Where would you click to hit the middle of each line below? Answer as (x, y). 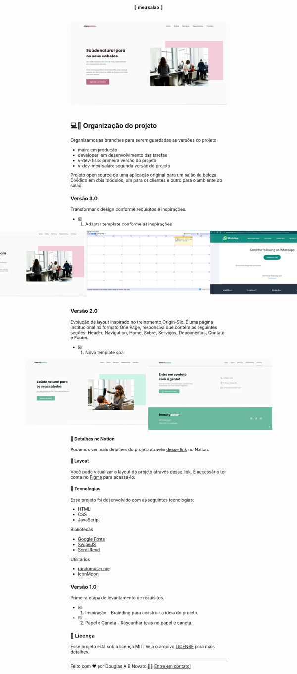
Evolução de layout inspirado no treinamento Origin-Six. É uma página (142, 322)
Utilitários (80, 559)
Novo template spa (104, 352)
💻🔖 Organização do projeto (114, 126)
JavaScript (89, 520)
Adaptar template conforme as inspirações (129, 224)
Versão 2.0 (84, 311)
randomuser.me (94, 568)
